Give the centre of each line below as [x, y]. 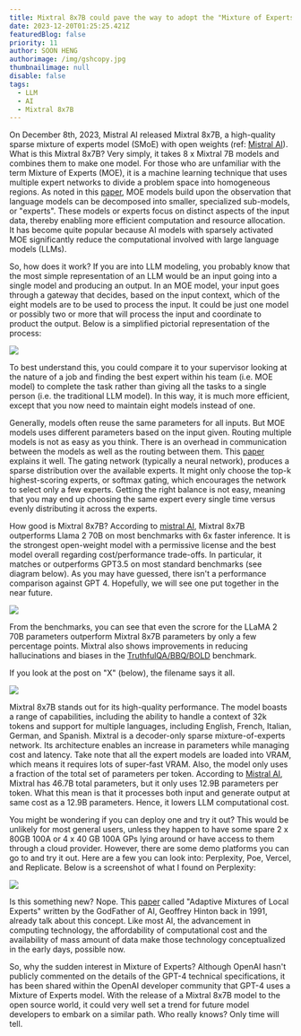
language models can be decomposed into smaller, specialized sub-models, [150, 202]
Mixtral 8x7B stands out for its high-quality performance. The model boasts [148, 707]
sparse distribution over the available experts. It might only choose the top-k [150, 471]
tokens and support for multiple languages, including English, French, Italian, [150, 727]
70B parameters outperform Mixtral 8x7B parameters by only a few [133, 637]
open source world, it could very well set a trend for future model [129, 1005]
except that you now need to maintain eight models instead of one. [133, 405]
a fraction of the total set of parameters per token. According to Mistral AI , [146, 774]
